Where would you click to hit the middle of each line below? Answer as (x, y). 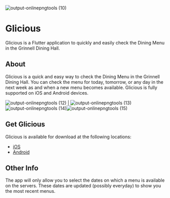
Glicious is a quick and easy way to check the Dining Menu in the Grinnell (83, 76)
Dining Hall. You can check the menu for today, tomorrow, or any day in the (84, 82)
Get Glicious (25, 125)
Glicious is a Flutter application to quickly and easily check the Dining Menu (85, 42)
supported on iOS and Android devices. (47, 93)
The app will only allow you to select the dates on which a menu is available (85, 180)
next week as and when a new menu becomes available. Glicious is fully (81, 87)
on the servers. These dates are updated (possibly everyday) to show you (83, 186)
